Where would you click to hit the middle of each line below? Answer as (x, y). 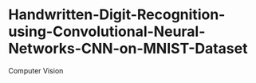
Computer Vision (36, 70)
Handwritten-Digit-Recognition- (117, 15)
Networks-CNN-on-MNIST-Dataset (128, 49)
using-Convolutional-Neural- (107, 32)
